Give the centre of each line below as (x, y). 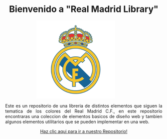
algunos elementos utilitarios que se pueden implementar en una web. (77, 122)
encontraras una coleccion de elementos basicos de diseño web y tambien (84, 116)
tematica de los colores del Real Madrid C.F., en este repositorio (84, 111)
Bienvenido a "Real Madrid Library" (84, 9)
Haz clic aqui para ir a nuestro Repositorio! (84, 131)
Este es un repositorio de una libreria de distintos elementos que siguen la (84, 106)
